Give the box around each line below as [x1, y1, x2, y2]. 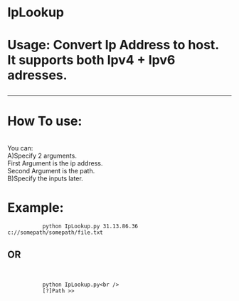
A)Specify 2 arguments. [7, 151, 77, 160]
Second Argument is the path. [7, 167, 95, 175]
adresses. [7, 67, 68, 83]
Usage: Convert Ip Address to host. [7, 37, 220, 53]
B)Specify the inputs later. [7, 174, 83, 183]
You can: [7, 144, 33, 153]
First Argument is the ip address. [7, 159, 103, 168]
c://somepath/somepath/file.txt [7, 229, 103, 236]
